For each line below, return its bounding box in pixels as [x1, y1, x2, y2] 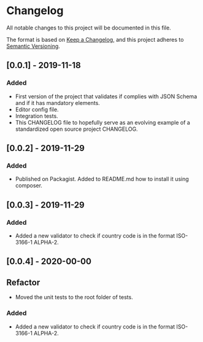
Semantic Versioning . [6, 42, 60, 50]
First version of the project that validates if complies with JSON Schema [15, 93, 197, 100]
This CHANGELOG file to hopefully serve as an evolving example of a [15, 119, 190, 126]
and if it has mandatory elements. [15, 99, 100, 106]
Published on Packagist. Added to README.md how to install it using [15, 176, 189, 183]
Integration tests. [15, 112, 58, 120]
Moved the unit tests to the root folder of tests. [15, 293, 133, 301]
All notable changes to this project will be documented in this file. [6, 24, 172, 31]
